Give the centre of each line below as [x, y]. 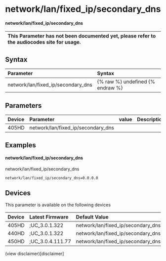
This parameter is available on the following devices [58, 205]
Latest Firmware [49, 217]
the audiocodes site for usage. [44, 42]
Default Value [92, 217]
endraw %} [110, 88]
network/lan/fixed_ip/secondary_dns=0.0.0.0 [52, 178]
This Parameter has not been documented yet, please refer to [82, 36]
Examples [21, 145]
